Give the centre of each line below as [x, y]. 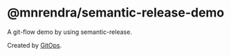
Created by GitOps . [35, 45]
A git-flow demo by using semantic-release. [70, 32]
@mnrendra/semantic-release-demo [116, 13]
